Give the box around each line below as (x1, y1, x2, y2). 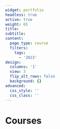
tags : (14, 50, 26, 55)
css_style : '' (10, 88, 39, 93)
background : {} (10, 79, 42, 84)
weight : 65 (5, 21, 28, 27)
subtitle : (5, 31, 26, 36)
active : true (5, 17, 33, 22)
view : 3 (10, 69, 26, 74)
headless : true (5, 12, 37, 17)
